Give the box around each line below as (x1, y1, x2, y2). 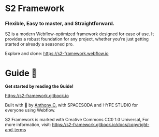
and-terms (5, 127, 26, 133)
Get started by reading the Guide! (5, 83, 74, 89)
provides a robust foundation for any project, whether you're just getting (5, 36, 149, 42)
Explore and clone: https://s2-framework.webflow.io (5, 51, 109, 56)
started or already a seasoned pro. (5, 41, 74, 47)
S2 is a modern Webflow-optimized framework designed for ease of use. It (5, 31, 154, 37)
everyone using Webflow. (5, 107, 56, 113)
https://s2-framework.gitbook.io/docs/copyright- (52, 122, 150, 128)
